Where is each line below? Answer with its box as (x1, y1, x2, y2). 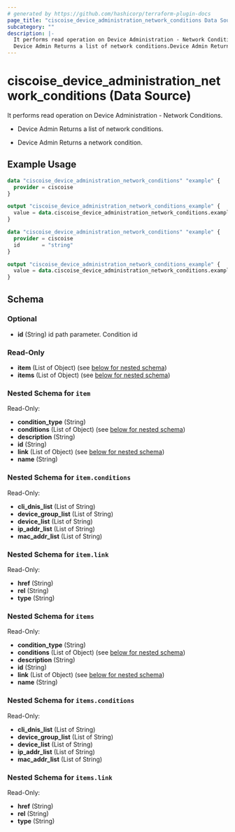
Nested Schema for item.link (7, 550, 109, 559)
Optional (7, 314, 37, 324)
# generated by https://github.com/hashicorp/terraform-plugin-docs (7, 10, 211, 18)
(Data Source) (109, 88, 192, 104)
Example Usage (7, 158, 77, 170)
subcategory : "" (7, 23, 55, 30)
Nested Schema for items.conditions (7, 695, 135, 705)
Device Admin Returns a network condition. (17, 138, 143, 146)
